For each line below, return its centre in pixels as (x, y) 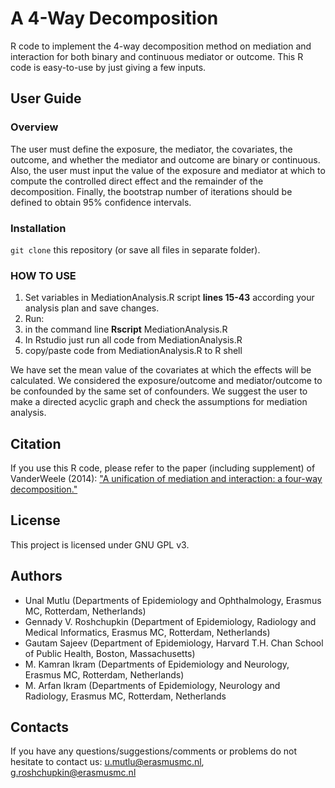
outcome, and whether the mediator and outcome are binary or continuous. (165, 159)
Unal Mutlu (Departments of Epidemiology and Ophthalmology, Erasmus (173, 600)
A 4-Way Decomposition (114, 18)
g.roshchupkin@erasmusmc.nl (73, 773)
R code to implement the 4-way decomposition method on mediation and (161, 46)
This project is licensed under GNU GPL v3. (100, 544)
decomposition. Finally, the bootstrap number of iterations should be (151, 191)
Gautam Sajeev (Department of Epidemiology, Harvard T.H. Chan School (174, 643)
